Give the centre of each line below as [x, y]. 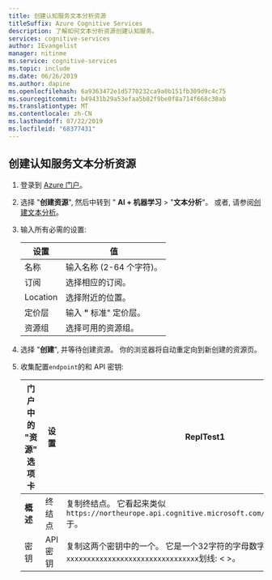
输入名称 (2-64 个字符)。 [114, 267]
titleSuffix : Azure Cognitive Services [76, 23]
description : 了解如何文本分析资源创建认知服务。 [83, 31]
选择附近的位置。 [98, 297]
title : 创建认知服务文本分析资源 [57, 16]
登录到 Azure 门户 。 [53, 185]
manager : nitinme [38, 53]
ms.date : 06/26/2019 [43, 76]
